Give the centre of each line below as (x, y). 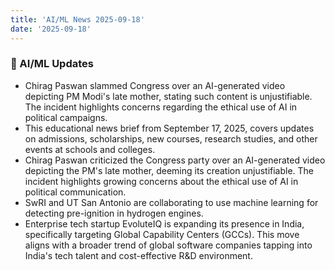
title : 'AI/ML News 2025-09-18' (77, 19)
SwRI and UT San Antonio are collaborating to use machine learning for (171, 202)
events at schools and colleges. (90, 149)
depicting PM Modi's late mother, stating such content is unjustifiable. (168, 96)
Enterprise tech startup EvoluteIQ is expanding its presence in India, (164, 223)
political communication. (75, 192)
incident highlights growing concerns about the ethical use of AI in (161, 181)
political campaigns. (66, 117)
